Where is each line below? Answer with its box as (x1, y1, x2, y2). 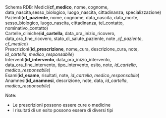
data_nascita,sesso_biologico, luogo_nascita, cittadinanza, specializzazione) (5, 9, 162, 15)
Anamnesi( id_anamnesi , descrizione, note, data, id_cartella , (5, 78, 128, 83)
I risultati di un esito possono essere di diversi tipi (12, 107, 113, 113)
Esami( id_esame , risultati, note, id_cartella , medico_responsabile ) (5, 73, 140, 78)
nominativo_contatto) (5, 25, 49, 31)
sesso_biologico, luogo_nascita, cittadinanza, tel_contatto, (5, 20, 124, 26)
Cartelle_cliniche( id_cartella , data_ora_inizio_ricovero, (5, 31, 115, 36)
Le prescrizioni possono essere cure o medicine (12, 102, 111, 108)
